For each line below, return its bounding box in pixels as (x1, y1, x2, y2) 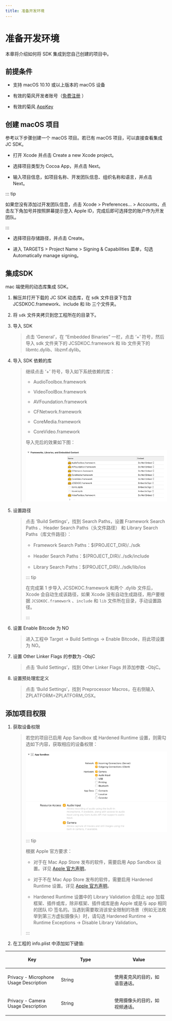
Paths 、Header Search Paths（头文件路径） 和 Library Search (25, 525, 158, 531)
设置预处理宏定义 (12, 675, 49, 682)
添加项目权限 (5, 709, 46, 718)
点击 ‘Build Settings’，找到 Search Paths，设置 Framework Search (25, 518, 165, 525)
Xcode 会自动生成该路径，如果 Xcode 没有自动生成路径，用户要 (25, 592, 160, 598)
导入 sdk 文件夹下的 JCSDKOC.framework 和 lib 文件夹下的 (25, 340, 150, 346)
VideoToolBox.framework (33, 389, 87, 395)
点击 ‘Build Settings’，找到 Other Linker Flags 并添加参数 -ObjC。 (25, 664, 163, 671)
